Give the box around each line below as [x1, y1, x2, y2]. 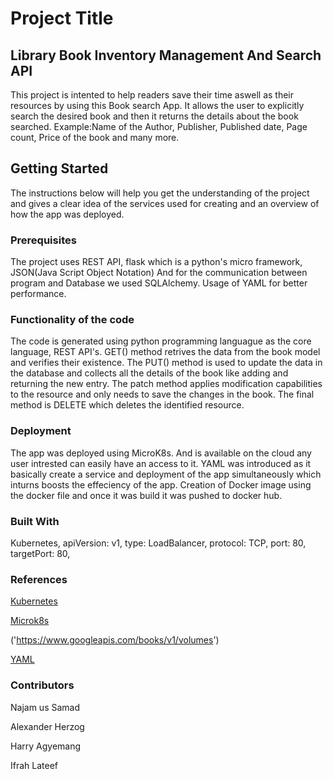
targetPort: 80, [10, 548, 71, 559]
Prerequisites [10, 233, 77, 247]
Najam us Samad [10, 701, 81, 713]
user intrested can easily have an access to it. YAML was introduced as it [10, 457, 312, 469]
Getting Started [10, 160, 109, 177]
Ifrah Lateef [10, 759, 59, 771]
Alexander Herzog [10, 720, 85, 732]
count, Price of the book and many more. [10, 132, 180, 143]
